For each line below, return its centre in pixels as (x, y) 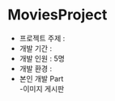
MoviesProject (57, 15)
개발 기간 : (36, 48)
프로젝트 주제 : (42, 38)
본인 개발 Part (41, 78)
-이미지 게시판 (42, 88)
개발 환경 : (36, 68)
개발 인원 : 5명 (42, 58)
